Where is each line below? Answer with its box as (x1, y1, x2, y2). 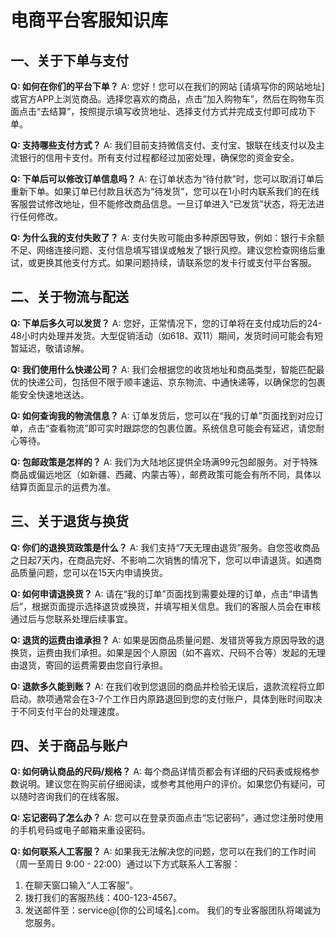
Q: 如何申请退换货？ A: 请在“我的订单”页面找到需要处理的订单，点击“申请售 (10, 587, 319, 600)
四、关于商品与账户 (10, 737, 129, 755)
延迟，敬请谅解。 (18, 342, 90, 354)
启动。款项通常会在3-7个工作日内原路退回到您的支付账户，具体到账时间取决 (10, 692, 323, 705)
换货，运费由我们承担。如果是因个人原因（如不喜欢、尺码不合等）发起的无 (10, 646, 317, 658)
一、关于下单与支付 (10, 52, 129, 69)
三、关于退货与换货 (10, 513, 129, 530)
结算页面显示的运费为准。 (10, 481, 116, 493)
